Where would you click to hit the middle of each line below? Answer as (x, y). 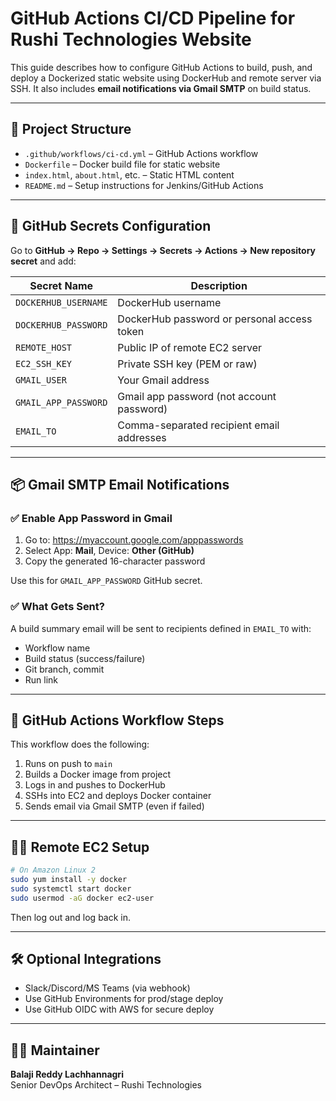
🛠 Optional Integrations (86, 959)
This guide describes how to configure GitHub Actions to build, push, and (161, 67)
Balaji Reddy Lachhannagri (67, 1074)
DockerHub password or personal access (215, 319)
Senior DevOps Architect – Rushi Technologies (106, 1085)
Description (219, 285)
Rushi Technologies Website (131, 39)
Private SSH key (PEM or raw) (187, 364)
